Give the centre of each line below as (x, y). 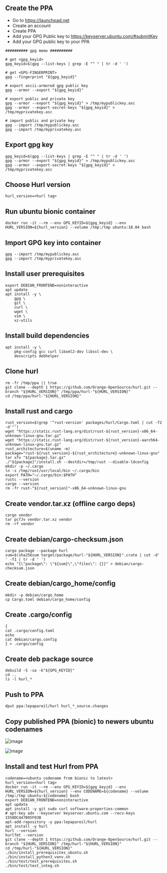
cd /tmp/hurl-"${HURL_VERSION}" (39, 848)
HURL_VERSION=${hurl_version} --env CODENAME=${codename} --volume (77, 791)
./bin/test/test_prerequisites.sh (41, 861)
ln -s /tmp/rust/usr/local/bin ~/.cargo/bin (52, 471)
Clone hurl (22, 371)
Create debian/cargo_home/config (60, 584)
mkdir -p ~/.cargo (24, 466)
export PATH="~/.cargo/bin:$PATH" (41, 475)
